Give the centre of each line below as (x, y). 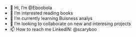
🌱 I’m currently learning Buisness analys (51, 18)
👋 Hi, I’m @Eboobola (31, 8)
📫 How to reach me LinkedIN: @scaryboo (53, 29)
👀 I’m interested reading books (41, 13)
